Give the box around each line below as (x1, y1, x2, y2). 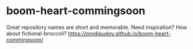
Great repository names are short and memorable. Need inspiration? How (6, 24, 188, 31)
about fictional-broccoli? (6, 30, 67, 37)
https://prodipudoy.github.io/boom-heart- (68, 30, 171, 37)
